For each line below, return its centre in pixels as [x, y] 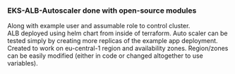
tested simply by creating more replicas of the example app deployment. [113, 41]
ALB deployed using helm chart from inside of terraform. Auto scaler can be [117, 33]
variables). [23, 63]
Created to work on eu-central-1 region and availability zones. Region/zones [118, 49]
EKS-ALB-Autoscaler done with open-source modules [102, 11]
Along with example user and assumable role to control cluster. [99, 26]
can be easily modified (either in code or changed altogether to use [105, 56]
